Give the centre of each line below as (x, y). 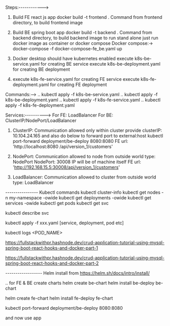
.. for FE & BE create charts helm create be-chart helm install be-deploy (80, 283)
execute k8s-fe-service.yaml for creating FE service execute (76, 79)
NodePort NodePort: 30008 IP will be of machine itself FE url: (77, 162)
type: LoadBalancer (33, 182)
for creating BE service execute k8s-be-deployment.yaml (100, 64)
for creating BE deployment (41, 69)
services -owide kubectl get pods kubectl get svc (57, 203)
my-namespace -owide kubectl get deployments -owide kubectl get (80, 198)
